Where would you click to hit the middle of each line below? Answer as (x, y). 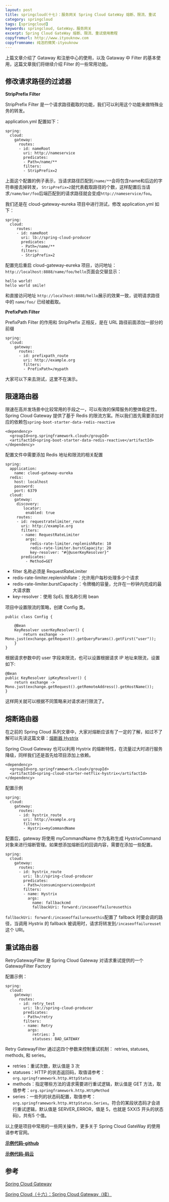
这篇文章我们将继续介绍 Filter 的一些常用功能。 (62, 64)
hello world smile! (26, 285)
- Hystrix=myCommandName (49, 828)
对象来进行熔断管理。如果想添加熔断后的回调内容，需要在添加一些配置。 (80, 845)
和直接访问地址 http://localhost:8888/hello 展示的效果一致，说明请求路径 (82, 295)
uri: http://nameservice (49, 153)
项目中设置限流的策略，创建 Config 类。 (47, 607)
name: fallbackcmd (51, 903)
